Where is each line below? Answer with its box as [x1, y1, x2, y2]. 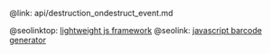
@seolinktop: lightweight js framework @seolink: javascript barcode [9, 25, 262, 35]
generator [9, 35, 47, 45]
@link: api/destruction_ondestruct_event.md [9, 8, 173, 18]
